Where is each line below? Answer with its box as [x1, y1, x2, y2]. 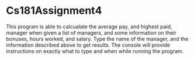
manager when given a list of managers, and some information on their [6, 29, 176, 36]
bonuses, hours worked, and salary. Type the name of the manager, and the [6, 35, 189, 42]
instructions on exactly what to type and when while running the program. [6, 47, 184, 54]
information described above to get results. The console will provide [6, 42, 171, 48]
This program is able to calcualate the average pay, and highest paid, [6, 23, 172, 30]
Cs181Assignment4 [6, 4, 102, 17]
